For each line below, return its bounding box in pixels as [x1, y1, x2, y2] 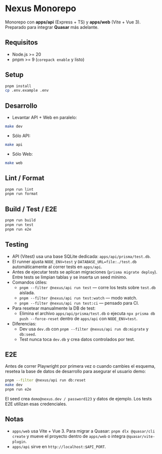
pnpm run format [5, 191, 38, 197]
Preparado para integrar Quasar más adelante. [5, 24, 99, 30]
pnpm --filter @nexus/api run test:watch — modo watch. [19, 295, 138, 300]
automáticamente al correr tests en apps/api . [12, 264, 103, 270]
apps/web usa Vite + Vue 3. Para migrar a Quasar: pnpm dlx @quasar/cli [12, 428, 155, 434]
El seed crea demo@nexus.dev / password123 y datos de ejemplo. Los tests [5, 396, 152, 401]
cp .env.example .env [5, 88, 49, 93]
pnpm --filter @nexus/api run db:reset [5, 378, 86, 383]
